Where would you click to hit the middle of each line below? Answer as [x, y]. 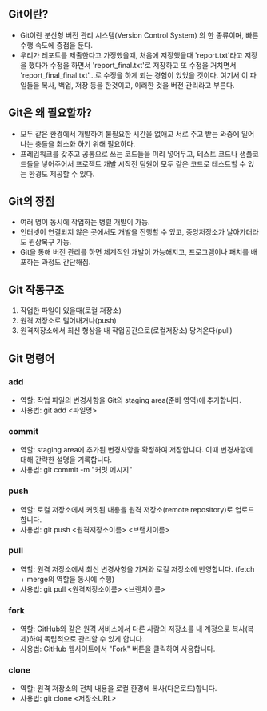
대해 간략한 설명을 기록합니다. [66, 460]
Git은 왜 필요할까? [50, 113]
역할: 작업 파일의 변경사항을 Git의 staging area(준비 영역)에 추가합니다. [131, 400]
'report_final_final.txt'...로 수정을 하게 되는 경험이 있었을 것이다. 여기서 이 [134, 75]
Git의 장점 [32, 201]
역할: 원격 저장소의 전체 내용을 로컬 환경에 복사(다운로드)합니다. [118, 689]
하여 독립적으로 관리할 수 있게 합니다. [87, 639]
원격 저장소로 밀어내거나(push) [68, 321]
